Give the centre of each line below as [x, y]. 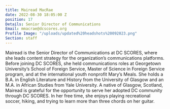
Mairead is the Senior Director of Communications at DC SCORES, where [81, 52]
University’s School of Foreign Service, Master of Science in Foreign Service [85, 68]
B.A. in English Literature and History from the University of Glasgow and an [84, 80]
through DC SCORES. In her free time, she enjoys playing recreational [78, 96]
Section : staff [21, 39]
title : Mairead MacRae [29, 10]
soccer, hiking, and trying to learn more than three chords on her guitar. [80, 101]
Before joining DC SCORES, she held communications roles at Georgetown [83, 63]
